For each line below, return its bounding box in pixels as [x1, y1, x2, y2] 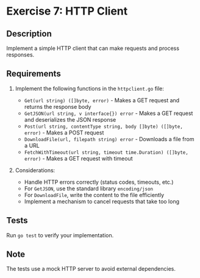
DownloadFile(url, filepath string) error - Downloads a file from [24, 135, 195, 142]
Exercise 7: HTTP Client [6, 4, 128, 18]
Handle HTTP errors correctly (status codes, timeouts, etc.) [24, 178, 174, 186]
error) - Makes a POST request [24, 129, 104, 136]
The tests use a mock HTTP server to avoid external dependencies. [6, 265, 176, 273]
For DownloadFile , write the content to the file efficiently [24, 191, 165, 198]
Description [6, 29, 52, 39]
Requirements [6, 69, 61, 79]
